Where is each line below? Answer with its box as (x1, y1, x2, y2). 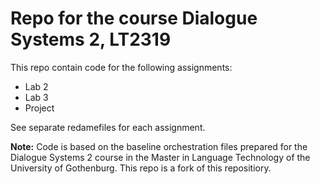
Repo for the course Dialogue (10, 7, 258, 30)
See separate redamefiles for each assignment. (10, 121, 206, 133)
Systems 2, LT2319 (10, 28, 172, 51)
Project (24, 102, 55, 114)
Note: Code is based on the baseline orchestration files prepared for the (10, 140, 308, 152)
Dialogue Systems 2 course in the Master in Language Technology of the (10, 151, 311, 163)
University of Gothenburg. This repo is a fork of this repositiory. (10, 162, 272, 174)
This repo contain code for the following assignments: (10, 61, 233, 73)
